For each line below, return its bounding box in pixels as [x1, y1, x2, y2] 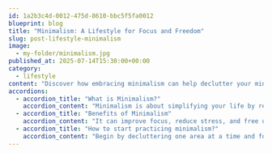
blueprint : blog [8, 19, 63, 28]
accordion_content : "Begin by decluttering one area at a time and [23, 132, 255, 140]
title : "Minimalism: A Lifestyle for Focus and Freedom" [8, 27, 205, 35]
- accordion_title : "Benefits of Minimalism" [15, 110, 172, 118]
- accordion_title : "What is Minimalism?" [15, 95, 161, 103]
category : [8, 65, 42, 73]
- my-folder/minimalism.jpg [15, 49, 111, 57]
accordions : [8, 87, 49, 96]
